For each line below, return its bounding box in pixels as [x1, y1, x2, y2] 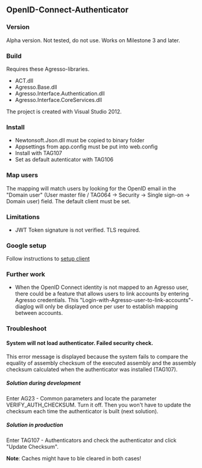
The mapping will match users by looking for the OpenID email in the [6, 185, 177, 192]
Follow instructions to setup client [6, 255, 90, 262]
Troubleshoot [6, 324, 47, 333]
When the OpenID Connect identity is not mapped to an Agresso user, [14, 283, 189, 291]
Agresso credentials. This [14, 297, 79, 304]
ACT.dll [14, 77, 34, 84]
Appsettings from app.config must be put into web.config [14, 143, 158, 150]
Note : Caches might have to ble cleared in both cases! [6, 455, 142, 462]
